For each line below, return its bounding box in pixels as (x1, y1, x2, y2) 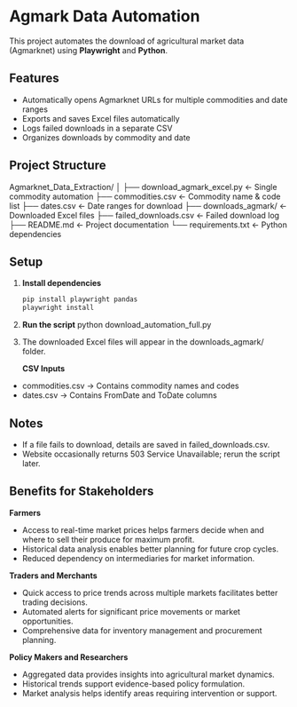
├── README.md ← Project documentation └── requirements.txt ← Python (9, 219, 288, 230)
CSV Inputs (21, 363, 66, 374)
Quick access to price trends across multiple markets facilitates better (21, 587, 278, 598)
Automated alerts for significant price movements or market (21, 606, 241, 616)
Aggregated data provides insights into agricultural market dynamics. (21, 669, 275, 679)
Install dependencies (21, 278, 102, 289)
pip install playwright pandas (21, 295, 138, 304)
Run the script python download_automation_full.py (21, 320, 212, 330)
